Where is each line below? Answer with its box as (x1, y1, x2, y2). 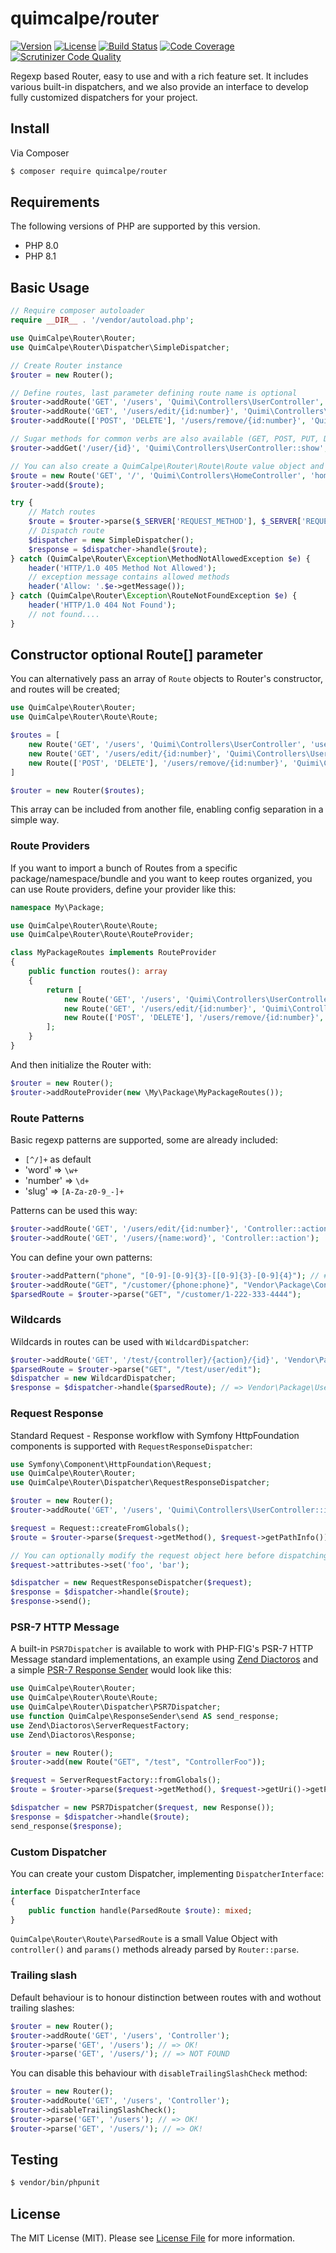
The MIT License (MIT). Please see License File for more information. (10, 2232, 295, 2244)
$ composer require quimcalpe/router (10, 166, 168, 176)
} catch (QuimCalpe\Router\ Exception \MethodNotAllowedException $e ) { (10, 553, 311, 564)
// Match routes (28, 507, 97, 517)
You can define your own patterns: (10, 1251, 153, 1263)
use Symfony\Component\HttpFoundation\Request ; (10, 1459, 213, 1469)
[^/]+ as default (24, 1153, 92, 1166)
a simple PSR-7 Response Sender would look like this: (10, 1664, 232, 1676)
